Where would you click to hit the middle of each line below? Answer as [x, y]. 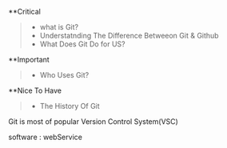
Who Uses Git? [64, 75]
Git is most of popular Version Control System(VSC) [93, 122]
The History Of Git [70, 106]
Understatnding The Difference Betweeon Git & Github [129, 36]
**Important [29, 60]
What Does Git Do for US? [82, 44]
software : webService [45, 137]
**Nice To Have [35, 90]
